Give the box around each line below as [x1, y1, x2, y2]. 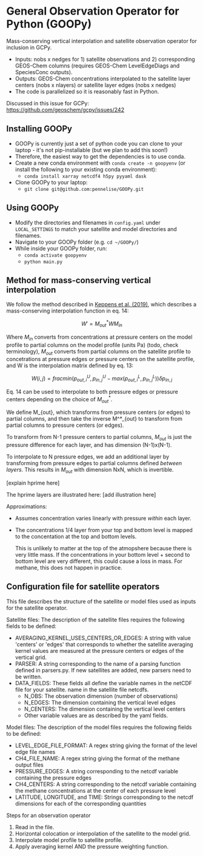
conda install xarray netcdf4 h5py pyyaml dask [24, 173, 147, 179]
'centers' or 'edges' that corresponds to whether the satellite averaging [15, 640, 193, 648]
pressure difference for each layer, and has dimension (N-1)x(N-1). [6, 441, 172, 449]
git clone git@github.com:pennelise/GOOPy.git [24, 186, 144, 192]
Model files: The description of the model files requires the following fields [6, 723, 192, 731]
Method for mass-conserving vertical [6, 275, 151, 285]
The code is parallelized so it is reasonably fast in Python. [15, 88, 159, 95]
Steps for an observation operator [6, 812, 91, 819]
